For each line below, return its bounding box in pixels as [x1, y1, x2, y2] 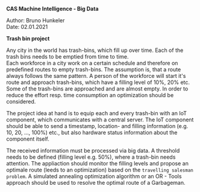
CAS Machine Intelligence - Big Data [6, 5, 99, 12]
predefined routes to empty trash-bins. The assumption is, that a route [6, 66, 181, 73]
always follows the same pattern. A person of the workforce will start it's [6, 72, 186, 79]
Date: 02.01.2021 [6, 24, 48, 30]
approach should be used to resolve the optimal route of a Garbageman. [6, 179, 186, 186]
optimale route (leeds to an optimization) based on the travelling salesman [6, 166, 194, 173]
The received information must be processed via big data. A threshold [6, 147, 180, 154]
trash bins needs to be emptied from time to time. [6, 53, 129, 60]
